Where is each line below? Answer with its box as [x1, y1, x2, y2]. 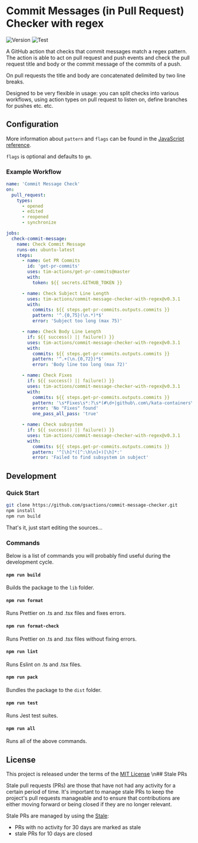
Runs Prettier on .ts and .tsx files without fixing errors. [6, 635, 137, 642]
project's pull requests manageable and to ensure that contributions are [6, 794, 180, 802]
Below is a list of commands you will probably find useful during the [6, 552, 171, 559]
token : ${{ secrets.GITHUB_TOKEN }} [32, 279, 123, 285]
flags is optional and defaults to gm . [6, 153, 93, 160]
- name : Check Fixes [21, 372, 72, 378]
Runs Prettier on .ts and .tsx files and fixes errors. [6, 610, 126, 617]
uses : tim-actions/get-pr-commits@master [27, 269, 131, 275]
